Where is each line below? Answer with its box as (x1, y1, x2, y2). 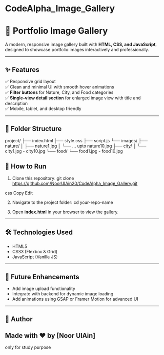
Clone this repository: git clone (12, 175, 74, 181)
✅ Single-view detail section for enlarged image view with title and (5, 95, 141, 101)
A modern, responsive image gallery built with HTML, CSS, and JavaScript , (5, 42, 157, 47)
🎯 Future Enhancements (5, 272, 80, 281)
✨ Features (5, 66, 40, 74)
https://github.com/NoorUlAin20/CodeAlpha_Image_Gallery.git (12, 180, 138, 186)
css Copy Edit (5, 190, 33, 196)
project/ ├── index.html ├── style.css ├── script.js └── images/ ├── (5, 137, 148, 143)
